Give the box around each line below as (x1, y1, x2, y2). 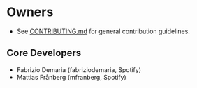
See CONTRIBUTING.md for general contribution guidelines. (16, 27, 190, 35)
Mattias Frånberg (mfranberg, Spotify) (16, 73, 126, 81)
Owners (6, 4, 54, 20)
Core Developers (6, 47, 82, 59)
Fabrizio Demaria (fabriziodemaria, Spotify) (16, 65, 141, 73)
